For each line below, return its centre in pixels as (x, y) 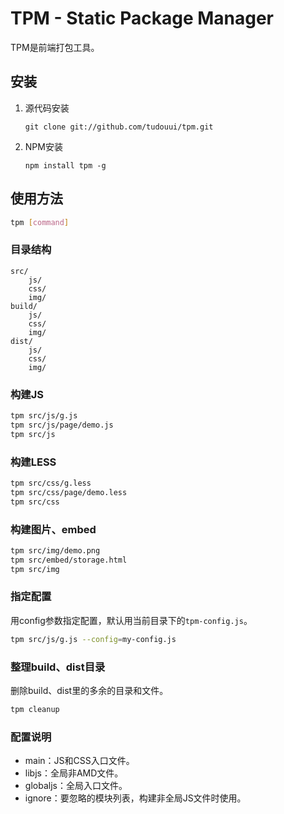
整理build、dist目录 (58, 667)
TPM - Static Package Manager (142, 18)
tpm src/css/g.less (51, 483)
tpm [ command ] (40, 222)
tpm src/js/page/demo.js (62, 425)
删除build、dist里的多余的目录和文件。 (89, 690)
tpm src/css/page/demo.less (69, 492)
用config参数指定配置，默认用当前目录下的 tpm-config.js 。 (131, 620)
